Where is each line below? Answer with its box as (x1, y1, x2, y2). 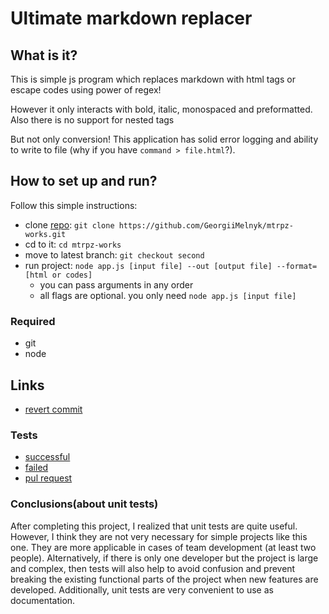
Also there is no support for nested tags (10, 114, 175, 126)
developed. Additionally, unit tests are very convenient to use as (10, 583, 274, 596)
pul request (24, 472, 73, 484)
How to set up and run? (10, 173, 158, 190)
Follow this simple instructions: (10, 199, 138, 211)
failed (24, 462, 49, 474)
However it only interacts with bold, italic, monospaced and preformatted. (10, 103, 313, 115)
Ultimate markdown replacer (10, 7, 253, 30)
